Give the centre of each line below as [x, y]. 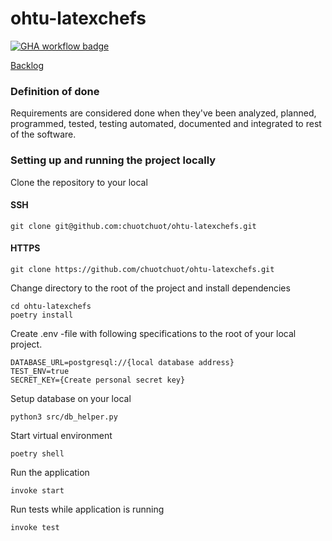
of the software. [43, 134]
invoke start [37, 490]
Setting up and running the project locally [113, 160]
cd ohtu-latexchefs [51, 306]
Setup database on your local [71, 398]
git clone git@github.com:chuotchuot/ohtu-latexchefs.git [133, 226]
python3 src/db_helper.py [64, 417]
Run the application [50, 472]
